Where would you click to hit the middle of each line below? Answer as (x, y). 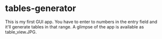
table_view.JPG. (21, 32)
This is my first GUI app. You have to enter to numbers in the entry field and (81, 22)
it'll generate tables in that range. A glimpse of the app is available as (75, 26)
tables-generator (41, 8)
